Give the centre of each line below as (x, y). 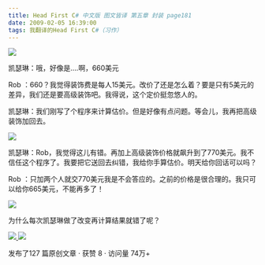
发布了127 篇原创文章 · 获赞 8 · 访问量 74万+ (79, 253)
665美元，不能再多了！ (66, 189)
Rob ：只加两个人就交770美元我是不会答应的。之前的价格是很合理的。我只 (129, 179)
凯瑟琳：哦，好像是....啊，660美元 (64, 68)
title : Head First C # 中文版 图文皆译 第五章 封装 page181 (100, 15)
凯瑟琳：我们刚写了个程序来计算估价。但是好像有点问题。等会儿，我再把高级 (132, 112)
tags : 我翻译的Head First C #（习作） (65, 30)
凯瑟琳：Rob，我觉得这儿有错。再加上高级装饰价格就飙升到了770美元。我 (128, 153)
